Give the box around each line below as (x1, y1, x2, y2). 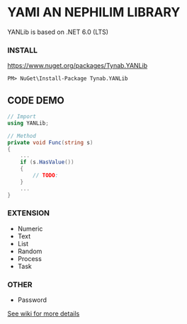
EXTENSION (7, 208, 50, 218)
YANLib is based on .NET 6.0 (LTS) (7, 28, 108, 36)
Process (17, 254, 42, 262)
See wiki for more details (7, 309, 80, 318)
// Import (7, 113, 37, 120)
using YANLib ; (7, 120, 50, 127)
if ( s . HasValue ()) (20, 158, 74, 166)
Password (17, 296, 47, 304)
